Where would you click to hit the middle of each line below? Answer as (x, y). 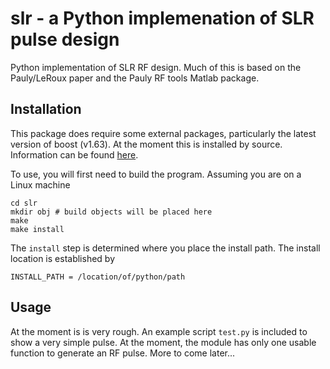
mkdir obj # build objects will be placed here (111, 212)
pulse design (65, 39)
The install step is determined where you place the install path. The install (165, 248)
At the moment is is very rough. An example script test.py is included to (159, 331)
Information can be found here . (74, 154)
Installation (46, 109)
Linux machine (40, 184)
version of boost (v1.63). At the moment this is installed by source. (146, 144)
